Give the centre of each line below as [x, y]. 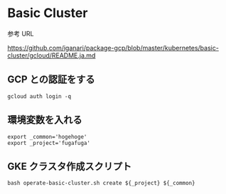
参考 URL [21, 33]
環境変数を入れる [45, 120]
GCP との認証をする [51, 80]
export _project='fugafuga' [49, 143]
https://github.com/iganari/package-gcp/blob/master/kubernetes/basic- [113, 48]
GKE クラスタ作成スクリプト [70, 166]
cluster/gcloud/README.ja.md [52, 55]
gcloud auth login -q [39, 96]
